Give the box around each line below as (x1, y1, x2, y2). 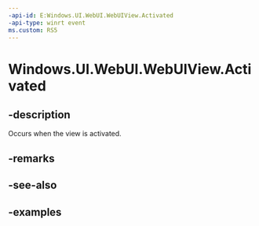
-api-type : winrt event (8, 19, 86, 27)
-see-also (8, 179, 57, 192)
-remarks (8, 151, 55, 165)
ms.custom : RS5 (8, 26, 58, 34)
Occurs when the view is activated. (8, 129, 122, 139)
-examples (8, 206, 62, 219)
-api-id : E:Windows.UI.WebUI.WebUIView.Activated (8, 11, 174, 20)
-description (8, 108, 71, 121)
